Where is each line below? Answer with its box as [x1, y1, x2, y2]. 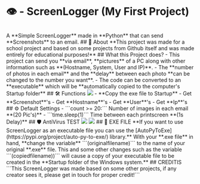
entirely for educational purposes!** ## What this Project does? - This [6, 51, 180, 59]
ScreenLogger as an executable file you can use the [6, 127, 134, 134]
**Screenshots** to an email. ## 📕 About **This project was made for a [6, 38, 185, 45]
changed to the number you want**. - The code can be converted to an [6, 76, 181, 84]
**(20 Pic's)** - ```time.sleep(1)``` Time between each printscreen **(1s [6, 111, 184, 118]
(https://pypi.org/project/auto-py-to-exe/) [6, 133, 109, 140]
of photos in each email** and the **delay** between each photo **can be [6, 70, 190, 78]
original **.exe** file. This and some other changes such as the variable [6, 146, 182, 153]
